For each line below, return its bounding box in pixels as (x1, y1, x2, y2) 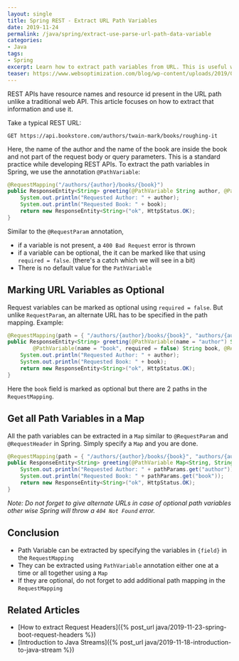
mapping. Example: (7, 318, 64, 327)
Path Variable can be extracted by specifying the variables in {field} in (17, 546, 228, 554)
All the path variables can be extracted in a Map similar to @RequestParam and (7, 431, 229, 440)
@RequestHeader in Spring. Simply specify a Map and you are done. (7, 439, 198, 448)
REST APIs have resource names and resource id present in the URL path (7, 90, 222, 98)
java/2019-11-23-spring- (155, 623, 227, 632)
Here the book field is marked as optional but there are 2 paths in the (7, 384, 208, 393)
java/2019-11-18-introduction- (144, 638, 232, 647)
